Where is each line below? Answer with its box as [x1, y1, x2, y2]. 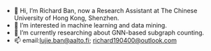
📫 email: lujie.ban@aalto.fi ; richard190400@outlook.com [13, 37, 177, 44]
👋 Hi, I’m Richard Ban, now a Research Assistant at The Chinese [13, 7, 198, 14]
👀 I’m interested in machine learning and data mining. [13, 21, 168, 29]
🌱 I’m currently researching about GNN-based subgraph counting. [13, 28, 205, 37]
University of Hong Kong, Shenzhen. [13, 14, 119, 22]
